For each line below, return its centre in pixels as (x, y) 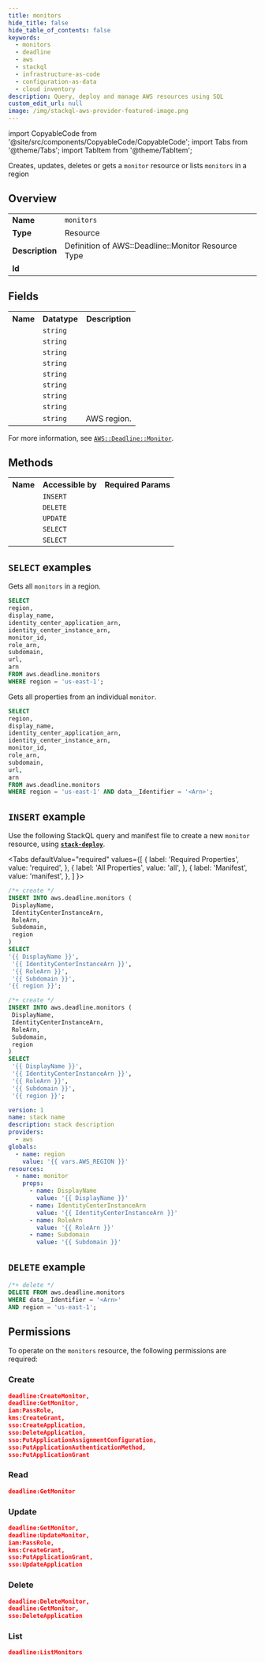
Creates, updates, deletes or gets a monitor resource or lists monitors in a (127, 166)
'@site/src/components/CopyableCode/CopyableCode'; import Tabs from (128, 142)
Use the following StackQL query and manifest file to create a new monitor (129, 836)
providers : (26, 1132)
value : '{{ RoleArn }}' (75, 1228)
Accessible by (69, 485)
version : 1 (26, 1110)
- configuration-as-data (56, 81)
